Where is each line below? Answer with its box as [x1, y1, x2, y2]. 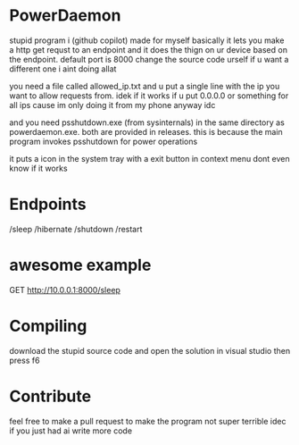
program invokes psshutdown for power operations [9, 136, 198, 147]
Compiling [9, 316, 87, 336]
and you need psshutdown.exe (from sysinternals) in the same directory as [9, 117, 286, 128]
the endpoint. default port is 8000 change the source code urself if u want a [9, 54, 289, 64]
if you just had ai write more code [9, 425, 132, 436]
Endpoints [9, 194, 87, 214]
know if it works [9, 163, 69, 173]
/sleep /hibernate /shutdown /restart [9, 223, 143, 234]
